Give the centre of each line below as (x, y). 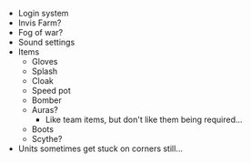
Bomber (46, 100)
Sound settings (46, 42)
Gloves (45, 61)
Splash (45, 71)
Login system (43, 13)
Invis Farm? (40, 23)
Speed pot (51, 91)
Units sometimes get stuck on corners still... (100, 148)
